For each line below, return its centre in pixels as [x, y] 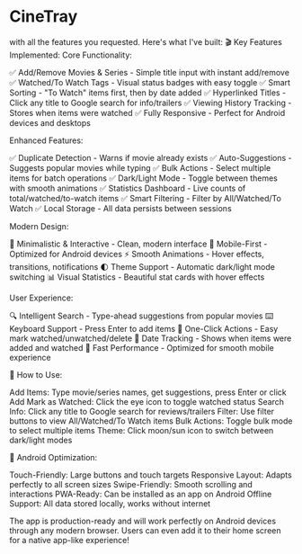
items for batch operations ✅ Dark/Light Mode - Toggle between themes [144, 178]
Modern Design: [39, 226]
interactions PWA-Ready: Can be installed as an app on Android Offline [141, 494]
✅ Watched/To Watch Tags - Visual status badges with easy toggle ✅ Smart [150, 82]
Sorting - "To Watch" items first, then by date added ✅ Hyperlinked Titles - [148, 93]
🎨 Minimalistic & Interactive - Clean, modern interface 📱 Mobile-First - [138, 244]
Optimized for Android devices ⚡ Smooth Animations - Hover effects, [137, 254]
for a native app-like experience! [70, 540]
